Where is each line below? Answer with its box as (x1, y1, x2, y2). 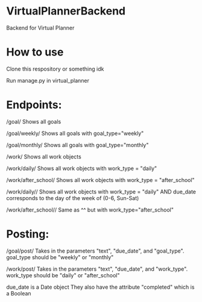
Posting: (6, 227, 49, 241)
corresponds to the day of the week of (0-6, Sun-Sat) (6, 194, 139, 201)
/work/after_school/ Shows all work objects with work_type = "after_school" (6, 176, 195, 183)
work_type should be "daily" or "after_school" (6, 271, 120, 278)
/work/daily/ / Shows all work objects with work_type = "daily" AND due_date (6, 188, 197, 195)
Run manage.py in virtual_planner (6, 77, 89, 84)
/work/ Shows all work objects (6, 153, 81, 160)
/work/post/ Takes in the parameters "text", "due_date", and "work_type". (6, 265, 188, 272)
